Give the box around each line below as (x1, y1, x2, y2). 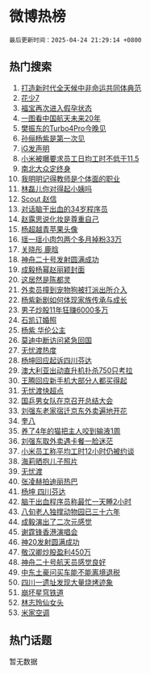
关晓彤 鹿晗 (20, 244, 59, 254)
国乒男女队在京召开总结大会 (20, 396, 114, 405)
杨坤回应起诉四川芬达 (20, 355, 92, 365)
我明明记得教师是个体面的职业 (20, 174, 120, 183)
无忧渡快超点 (20, 385, 64, 396)
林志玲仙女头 (20, 597, 64, 607)
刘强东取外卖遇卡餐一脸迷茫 (20, 436, 114, 446)
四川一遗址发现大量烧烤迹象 (20, 577, 114, 587)
